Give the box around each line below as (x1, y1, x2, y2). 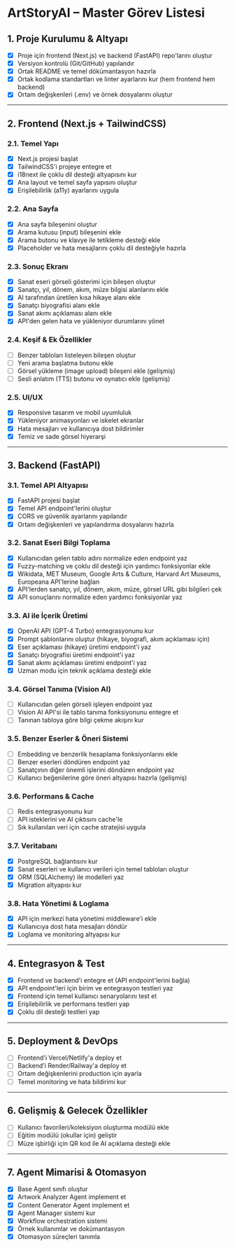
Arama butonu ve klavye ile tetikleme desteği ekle (17, 236, 161, 244)
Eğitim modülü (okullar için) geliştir (17, 1131, 117, 1140)
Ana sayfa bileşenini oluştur (17, 220, 98, 228)
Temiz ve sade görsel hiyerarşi (17, 432, 106, 440)
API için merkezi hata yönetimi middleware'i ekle (17, 915, 157, 923)
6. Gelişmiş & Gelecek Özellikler (7, 1105, 148, 1116)
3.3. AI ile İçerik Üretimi (7, 611, 88, 621)
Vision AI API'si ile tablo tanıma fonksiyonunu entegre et (17, 708, 179, 717)
